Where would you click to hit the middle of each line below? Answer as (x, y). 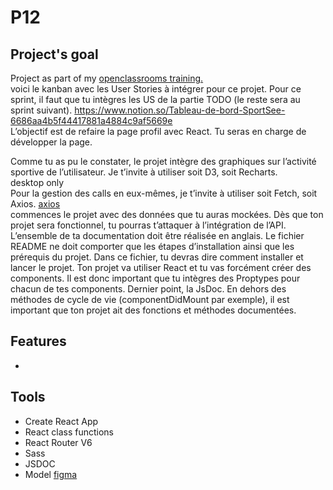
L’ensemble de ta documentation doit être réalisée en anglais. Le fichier (157, 235)
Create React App (61, 421)
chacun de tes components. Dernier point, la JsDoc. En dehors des (148, 289)
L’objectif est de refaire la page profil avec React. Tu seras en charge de (158, 131)
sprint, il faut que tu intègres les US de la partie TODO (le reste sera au (155, 99)
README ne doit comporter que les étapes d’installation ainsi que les (152, 246)
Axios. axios (35, 204)
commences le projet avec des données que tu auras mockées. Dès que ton (167, 214)
